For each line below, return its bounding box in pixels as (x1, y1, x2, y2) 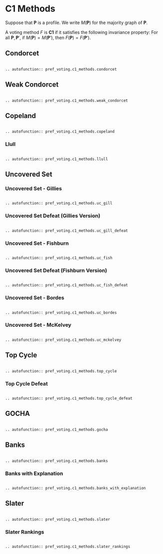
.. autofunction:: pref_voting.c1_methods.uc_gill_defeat (5, 228, 128, 233)
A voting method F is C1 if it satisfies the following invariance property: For (5, 29, 159, 35)
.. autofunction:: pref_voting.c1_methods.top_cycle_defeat (5, 396, 133, 401)
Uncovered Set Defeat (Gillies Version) (5, 212, 101, 219)
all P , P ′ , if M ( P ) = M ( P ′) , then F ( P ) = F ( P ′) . (5, 35, 91, 41)
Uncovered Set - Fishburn (5, 240, 69, 247)
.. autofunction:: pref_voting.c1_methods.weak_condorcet (5, 98, 128, 103)
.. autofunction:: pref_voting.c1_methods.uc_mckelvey (5, 337, 122, 342)
